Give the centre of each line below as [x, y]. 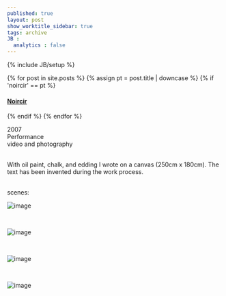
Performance [26, 137]
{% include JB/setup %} [41, 65]
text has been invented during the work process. [75, 172]
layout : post [26, 20]
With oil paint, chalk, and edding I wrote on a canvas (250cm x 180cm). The [113, 164]
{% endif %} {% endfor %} [45, 116]
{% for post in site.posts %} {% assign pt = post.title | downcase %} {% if [110, 78]
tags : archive [27, 33]
